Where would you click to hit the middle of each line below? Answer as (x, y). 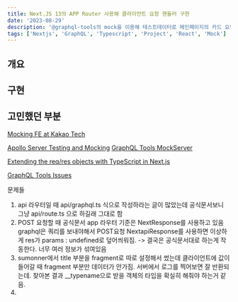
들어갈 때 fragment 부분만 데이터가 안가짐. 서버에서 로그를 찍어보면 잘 (114, 267)
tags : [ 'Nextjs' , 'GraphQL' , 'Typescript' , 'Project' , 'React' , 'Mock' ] (117, 34)
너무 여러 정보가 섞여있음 (73, 249)
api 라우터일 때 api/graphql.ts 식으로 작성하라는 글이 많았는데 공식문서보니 (121, 204)
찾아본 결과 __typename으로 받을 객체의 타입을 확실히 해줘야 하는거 (126, 275)
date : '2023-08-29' (36, 21)
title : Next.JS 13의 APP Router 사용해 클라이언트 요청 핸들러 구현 (98, 14)
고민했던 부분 (34, 116)
